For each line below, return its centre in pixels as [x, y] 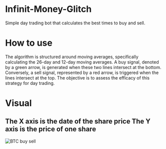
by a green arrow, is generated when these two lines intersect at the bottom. [83, 67]
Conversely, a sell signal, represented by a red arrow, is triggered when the [82, 73]
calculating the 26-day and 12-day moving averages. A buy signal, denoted [82, 62]
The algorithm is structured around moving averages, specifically [72, 57]
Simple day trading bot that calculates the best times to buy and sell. [75, 23]
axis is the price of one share [51, 129]
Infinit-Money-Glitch [48, 9]
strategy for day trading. [30, 83]
